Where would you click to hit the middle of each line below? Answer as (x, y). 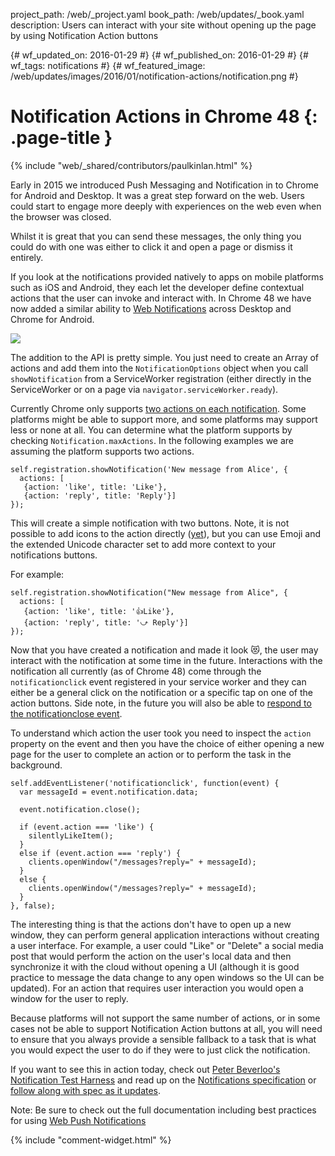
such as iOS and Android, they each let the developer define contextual (157, 287)
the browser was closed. (61, 216)
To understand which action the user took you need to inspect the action (161, 733)
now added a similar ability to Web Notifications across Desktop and (151, 308)
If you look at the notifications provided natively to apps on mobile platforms (167, 276)
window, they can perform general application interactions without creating (165, 935)
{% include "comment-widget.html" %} (91, 1140)
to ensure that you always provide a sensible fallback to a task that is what (163, 1039)
